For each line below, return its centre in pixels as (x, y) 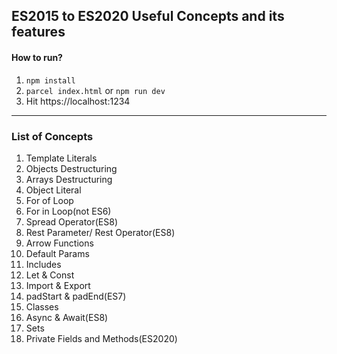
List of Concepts (52, 136)
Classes (42, 306)
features (38, 32)
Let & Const (50, 275)
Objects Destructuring (71, 168)
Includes (43, 264)
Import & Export (58, 285)
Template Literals (61, 158)
